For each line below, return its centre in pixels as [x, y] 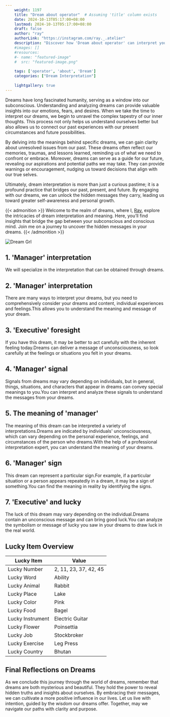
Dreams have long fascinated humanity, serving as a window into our [77, 100]
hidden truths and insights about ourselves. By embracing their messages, [83, 693]
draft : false [28, 29]
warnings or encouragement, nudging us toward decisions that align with [81, 169]
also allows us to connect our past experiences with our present [72, 127]
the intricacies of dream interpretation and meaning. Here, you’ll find [77, 216]
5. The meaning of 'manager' [52, 413]
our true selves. [22, 174]
